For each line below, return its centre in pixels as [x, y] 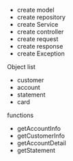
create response [40, 46]
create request [38, 39]
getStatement [36, 150]
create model [35, 10]
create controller [40, 32]
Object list [21, 67]
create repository [41, 17]
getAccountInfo [39, 128]
